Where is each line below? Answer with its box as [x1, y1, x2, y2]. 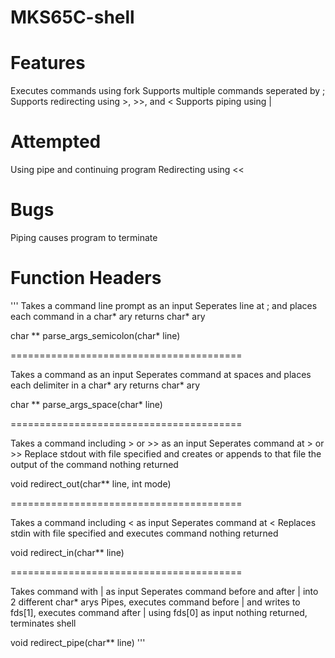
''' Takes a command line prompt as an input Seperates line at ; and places [10, 299, 318, 311]
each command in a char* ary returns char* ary [10, 310, 206, 322]
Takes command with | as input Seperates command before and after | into [10, 585, 319, 597]
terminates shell [10, 617, 77, 629]
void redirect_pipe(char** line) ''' [10, 636, 146, 648]
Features [10, 52, 86, 75]
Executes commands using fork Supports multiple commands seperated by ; [10, 85, 326, 97]
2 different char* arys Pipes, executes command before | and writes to [10, 596, 301, 608]
